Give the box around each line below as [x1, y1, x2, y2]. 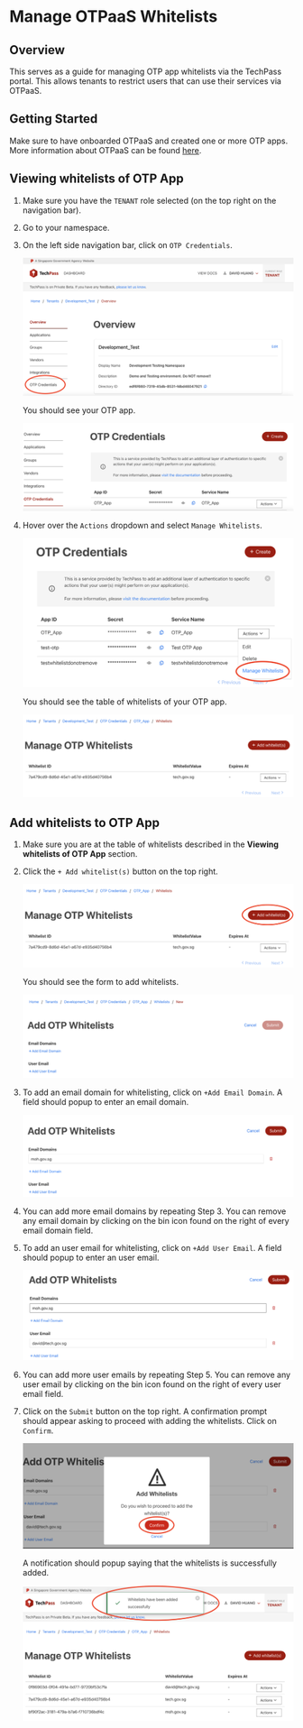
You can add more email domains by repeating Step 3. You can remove [22, 1206, 287, 1217]
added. [22, 1567, 50, 1578]
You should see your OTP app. [22, 404, 136, 416]
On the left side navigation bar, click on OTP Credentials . [22, 239, 233, 250]
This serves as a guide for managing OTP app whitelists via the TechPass [9, 66, 282, 77]
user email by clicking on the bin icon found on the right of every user [22, 1378, 281, 1390]
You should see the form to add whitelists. [22, 976, 179, 987]
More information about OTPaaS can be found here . [9, 144, 202, 155]
